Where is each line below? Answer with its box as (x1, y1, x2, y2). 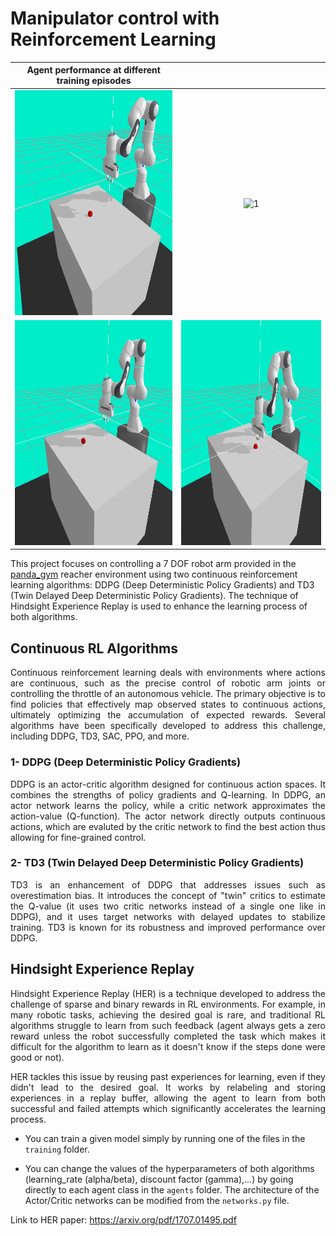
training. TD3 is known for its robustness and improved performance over (10, 921, 326, 933)
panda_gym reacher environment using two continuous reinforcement (10, 568, 298, 581)
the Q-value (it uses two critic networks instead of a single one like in (10, 900, 326, 912)
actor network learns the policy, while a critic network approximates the (10, 799, 326, 811)
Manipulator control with (10, 7, 220, 30)
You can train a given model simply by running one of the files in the (24, 1132, 306, 1144)
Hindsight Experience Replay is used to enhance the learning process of (10, 600, 308, 612)
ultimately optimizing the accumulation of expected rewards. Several (10, 709, 326, 721)
